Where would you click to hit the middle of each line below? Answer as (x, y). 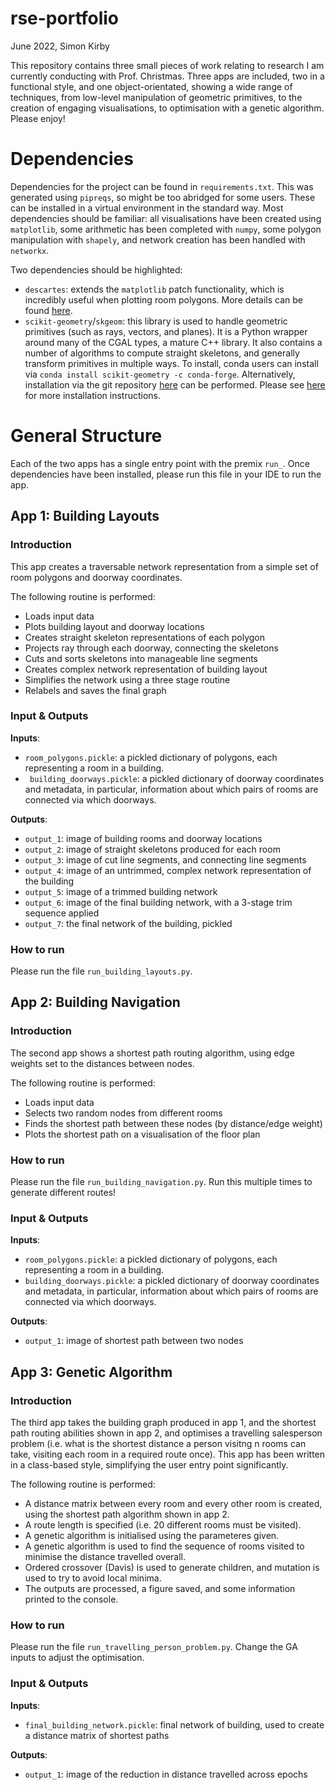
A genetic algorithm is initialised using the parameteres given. (152, 1536)
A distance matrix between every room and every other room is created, (173, 1504)
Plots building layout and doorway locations (114, 626)
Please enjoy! (38, 118)
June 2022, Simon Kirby (60, 46)
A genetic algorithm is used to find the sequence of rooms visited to (164, 1546)
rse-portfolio (65, 18)
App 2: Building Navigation (95, 1002)
